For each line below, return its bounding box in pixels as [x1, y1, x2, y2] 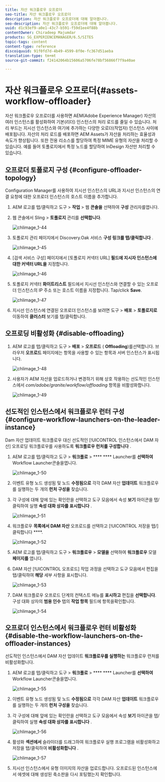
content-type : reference [5, 44, 56, 49]
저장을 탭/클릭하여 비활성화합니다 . [12, 745, 79, 751]
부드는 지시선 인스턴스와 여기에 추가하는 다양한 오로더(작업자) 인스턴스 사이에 [10, 125, 159, 131]
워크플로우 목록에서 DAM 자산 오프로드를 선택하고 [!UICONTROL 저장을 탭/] [12, 522, 159, 529]
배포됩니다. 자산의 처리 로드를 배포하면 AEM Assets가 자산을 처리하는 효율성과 [5, 131, 156, 137]
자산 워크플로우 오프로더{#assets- [5, 85, 138, 96]
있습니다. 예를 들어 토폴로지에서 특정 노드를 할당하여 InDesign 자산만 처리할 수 [5, 144, 156, 150]
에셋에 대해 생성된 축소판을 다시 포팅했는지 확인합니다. [17, 772, 122, 778]
